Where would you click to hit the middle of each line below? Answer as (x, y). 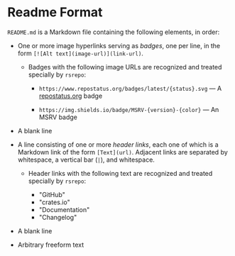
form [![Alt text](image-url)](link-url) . (81, 53)
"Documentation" (64, 209)
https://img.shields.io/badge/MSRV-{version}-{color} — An (129, 109)
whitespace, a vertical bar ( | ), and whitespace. (86, 160)
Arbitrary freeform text (51, 245)
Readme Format (55, 12)
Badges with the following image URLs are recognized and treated (125, 67)
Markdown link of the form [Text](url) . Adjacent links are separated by (123, 152)
